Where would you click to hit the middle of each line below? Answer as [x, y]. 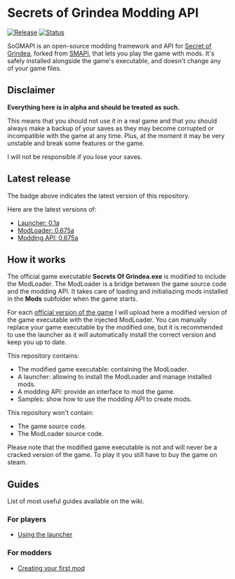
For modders [29, 553]
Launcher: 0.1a [38, 223]
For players [27, 519]
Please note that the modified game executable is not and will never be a [112, 447]
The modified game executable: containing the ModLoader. [103, 369]
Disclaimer [31, 90]
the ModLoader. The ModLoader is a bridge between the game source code [117, 284]
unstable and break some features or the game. [76, 143]
